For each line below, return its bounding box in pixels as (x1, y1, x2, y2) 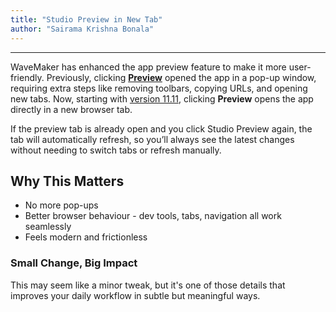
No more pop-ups (24, 199, 99, 211)
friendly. (10, 71, 45, 83)
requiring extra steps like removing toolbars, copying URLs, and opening (10, 82, 308, 94)
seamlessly (24, 221, 72, 233)
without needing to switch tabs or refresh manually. (10, 144, 222, 156)
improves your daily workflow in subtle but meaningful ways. (10, 289, 261, 301)
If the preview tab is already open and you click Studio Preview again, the (10, 122, 313, 135)
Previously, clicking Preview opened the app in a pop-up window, (46, 71, 317, 83)
